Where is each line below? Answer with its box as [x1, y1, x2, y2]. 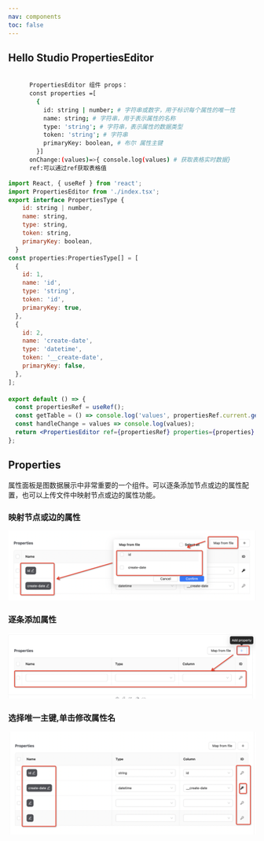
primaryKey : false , [22, 362, 86, 370]
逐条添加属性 [8, 614, 57, 625]
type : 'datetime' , [22, 345, 82, 353]
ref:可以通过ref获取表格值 [28, 164, 108, 172]
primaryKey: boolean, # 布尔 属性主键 [42, 139, 163, 147]
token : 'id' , [22, 296, 65, 304]
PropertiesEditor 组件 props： [28, 81, 128, 90]
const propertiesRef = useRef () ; [15, 404, 125, 411]
